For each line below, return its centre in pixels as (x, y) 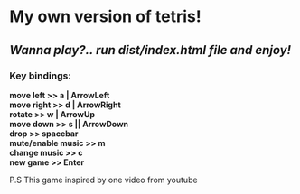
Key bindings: (41, 76)
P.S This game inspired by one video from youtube (103, 180)
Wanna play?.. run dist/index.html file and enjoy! (150, 50)
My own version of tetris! (105, 17)
